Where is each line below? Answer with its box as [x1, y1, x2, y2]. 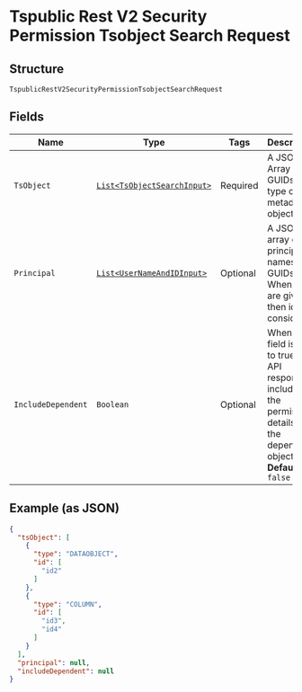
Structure [9, 61, 65, 76]
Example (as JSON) [9, 501, 120, 516]
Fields [9, 110, 45, 125]
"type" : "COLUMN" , [32, 599, 102, 608]
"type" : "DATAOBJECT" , [32, 550, 119, 559]
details [266, 416, 296, 429]
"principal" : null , [17, 658, 91, 667]
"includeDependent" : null [17, 667, 115, 676]
